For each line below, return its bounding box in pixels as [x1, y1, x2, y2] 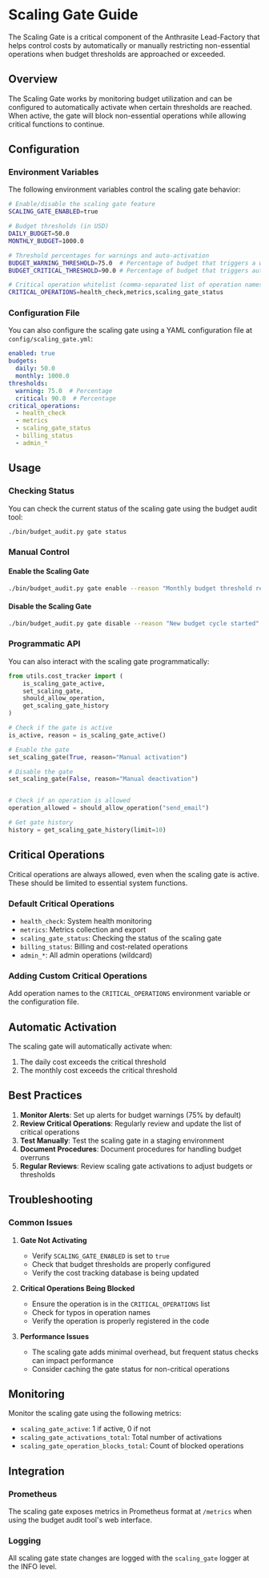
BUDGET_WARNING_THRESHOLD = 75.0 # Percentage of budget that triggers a [8, 259, 256, 267]
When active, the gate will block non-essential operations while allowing [8, 111, 247, 120]
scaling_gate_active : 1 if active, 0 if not [19, 1424, 151, 1434]
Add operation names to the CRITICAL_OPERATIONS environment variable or [8, 989, 251, 998]
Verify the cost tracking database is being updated [31, 1268, 199, 1277]
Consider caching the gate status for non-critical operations [31, 1364, 230, 1374]
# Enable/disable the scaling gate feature [8, 200, 156, 208]
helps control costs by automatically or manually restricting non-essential [8, 40, 251, 50]
